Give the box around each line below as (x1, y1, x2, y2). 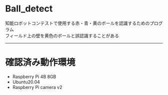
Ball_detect (5, 3, 53, 14)
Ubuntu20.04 (12, 78, 40, 85)
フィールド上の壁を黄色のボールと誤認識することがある (5, 32, 119, 38)
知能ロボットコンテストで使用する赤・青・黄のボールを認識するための (5, 20, 150, 26)
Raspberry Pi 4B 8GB (12, 73, 56, 79)
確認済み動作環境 (5, 57, 76, 68)
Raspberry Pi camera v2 (12, 84, 62, 90)
